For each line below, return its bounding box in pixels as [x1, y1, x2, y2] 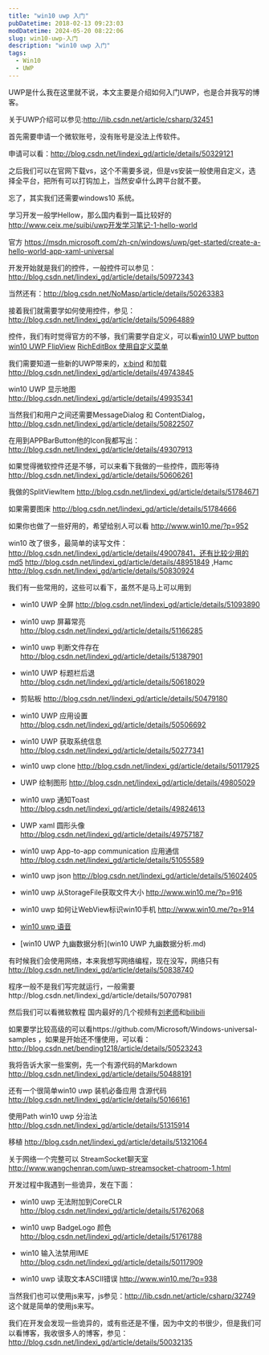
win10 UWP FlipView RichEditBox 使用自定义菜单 [8, 341, 169, 351]
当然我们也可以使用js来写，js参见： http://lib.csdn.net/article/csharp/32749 [8, 1291, 255, 1300]
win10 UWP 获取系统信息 [19, 736, 102, 746]
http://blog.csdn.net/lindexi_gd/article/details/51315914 [8, 1120, 190, 1130]
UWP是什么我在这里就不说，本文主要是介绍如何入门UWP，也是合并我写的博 [8, 87, 260, 97]
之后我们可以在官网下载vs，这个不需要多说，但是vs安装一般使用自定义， [8, 166, 249, 176]
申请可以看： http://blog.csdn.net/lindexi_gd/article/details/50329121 [8, 148, 234, 158]
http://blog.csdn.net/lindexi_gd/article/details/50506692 [19, 720, 206, 729]
